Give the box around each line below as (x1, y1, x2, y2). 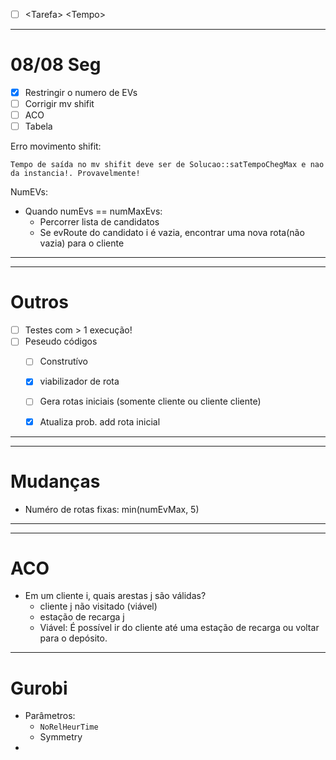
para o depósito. (39, 632, 108, 644)
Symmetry (39, 731, 83, 743)
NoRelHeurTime (39, 722, 99, 733)
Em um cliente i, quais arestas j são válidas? (24, 590, 207, 602)
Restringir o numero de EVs (24, 87, 138, 98)
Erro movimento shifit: (10, 140, 102, 153)
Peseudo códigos (24, 335, 98, 348)
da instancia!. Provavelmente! (10, 169, 141, 179)
